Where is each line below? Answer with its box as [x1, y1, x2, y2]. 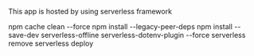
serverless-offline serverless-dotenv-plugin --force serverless [41, 31, 246, 39]
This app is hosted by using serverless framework [8, 7, 173, 16]
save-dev [8, 31, 40, 39]
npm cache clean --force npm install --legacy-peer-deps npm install [8, 22, 233, 31]
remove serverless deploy [8, 39, 94, 48]
